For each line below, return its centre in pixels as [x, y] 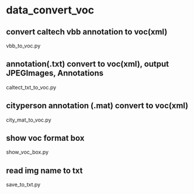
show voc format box [45, 138]
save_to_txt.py [23, 185]
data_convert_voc [50, 10]
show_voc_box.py [27, 152]
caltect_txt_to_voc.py [31, 87]
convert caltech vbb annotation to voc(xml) [87, 32]
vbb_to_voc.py [23, 46]
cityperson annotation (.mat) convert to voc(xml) [97, 106]
